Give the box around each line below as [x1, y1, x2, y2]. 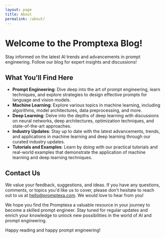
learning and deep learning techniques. [12, 155, 92, 161]
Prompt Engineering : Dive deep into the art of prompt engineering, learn [12, 87, 161, 93]
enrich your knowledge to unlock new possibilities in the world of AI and [5, 212, 152, 218]
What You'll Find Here [5, 73, 74, 82]
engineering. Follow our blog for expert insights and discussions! [5, 59, 137, 65]
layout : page [5, 7, 32, 12]
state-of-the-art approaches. [12, 123, 72, 129]
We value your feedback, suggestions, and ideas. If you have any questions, [5, 182, 161, 188]
